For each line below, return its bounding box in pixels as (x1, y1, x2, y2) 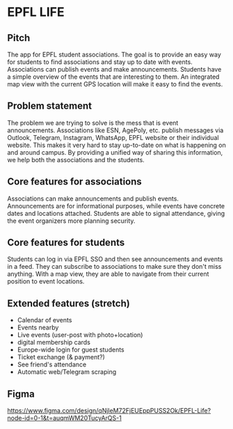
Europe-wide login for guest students (17, 345, 124, 354)
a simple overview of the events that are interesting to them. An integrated (7, 72, 220, 81)
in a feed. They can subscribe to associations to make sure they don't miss (7, 263, 222, 271)
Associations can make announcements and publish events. (7, 194, 179, 203)
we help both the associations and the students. (7, 155, 145, 164)
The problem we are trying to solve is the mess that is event (7, 118, 179, 127)
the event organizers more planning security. (7, 217, 136, 225)
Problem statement (7, 100, 93, 112)
